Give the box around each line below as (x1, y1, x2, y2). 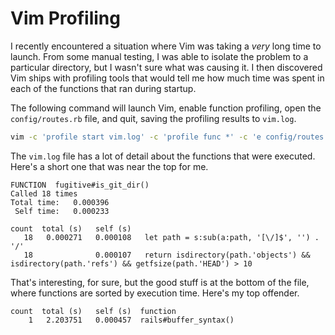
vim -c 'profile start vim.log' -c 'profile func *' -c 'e (10, 132, 262, 142)
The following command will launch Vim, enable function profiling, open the (10, 102, 322, 114)
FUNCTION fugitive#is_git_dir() (10, 180, 150, 190)
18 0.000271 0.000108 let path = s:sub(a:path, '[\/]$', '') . (23, 232, 320, 242)
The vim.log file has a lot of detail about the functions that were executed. (10, 150, 316, 162)
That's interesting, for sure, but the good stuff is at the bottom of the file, (10, 276, 310, 288)
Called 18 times (10, 188, 78, 199)
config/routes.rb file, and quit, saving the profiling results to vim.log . (10, 112, 297, 124)
